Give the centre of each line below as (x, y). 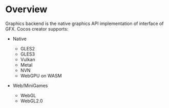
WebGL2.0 (31, 101)
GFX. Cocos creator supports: (37, 29)
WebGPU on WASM (41, 75)
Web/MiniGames (30, 86)
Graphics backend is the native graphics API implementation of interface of (84, 23)
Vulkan (28, 59)
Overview (26, 9)
